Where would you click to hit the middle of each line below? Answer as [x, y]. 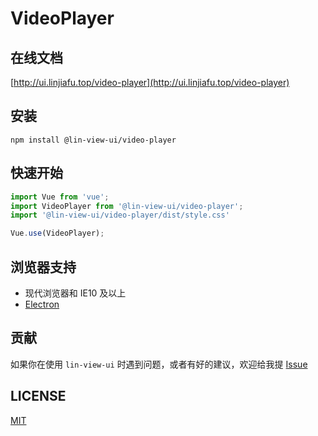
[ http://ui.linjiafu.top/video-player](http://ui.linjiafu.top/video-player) [150, 82]
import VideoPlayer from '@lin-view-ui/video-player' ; [127, 206]
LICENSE [38, 396]
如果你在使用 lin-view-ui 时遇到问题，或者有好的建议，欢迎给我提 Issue [159, 364]
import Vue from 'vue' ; [60, 197]
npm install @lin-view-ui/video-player [93, 140]
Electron [42, 304]
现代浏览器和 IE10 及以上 [75, 293]
